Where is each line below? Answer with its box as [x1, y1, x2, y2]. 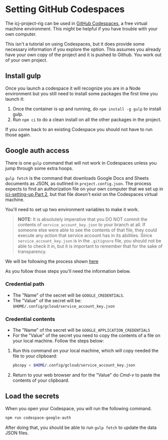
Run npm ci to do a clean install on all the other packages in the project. [12, 116, 162, 123]
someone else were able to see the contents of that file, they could [17, 227, 157, 233]
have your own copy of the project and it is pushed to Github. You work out [5, 52, 162, 58]
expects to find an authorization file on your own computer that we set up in [5, 186, 163, 192]
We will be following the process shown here [5, 258, 99, 264]
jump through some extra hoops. [5, 165, 73, 171]
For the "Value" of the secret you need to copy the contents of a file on [12, 333, 161, 339]
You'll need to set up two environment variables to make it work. [5, 206, 139, 212]
